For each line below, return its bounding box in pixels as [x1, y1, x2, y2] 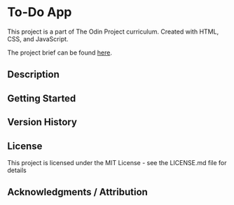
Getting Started [7, 92, 76, 104]
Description [7, 69, 60, 80]
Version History [7, 116, 77, 128]
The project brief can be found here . [7, 48, 112, 57]
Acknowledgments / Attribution [7, 186, 149, 198]
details [7, 166, 27, 174]
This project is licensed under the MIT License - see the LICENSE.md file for [7, 158, 227, 167]
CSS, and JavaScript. [7, 34, 69, 43]
